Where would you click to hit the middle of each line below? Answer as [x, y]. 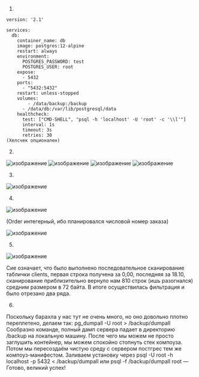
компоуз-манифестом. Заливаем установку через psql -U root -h [90, 355]
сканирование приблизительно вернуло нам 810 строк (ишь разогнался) [100, 281]
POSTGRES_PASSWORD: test [53, 62]
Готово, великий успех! [36, 368]
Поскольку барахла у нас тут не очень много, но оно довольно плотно [97, 317]
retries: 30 [37, 135]
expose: [26, 72]
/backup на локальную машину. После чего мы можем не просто [90, 336]
